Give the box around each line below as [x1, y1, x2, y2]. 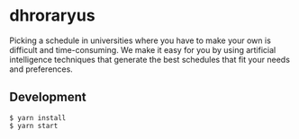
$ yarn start [9, 121, 59, 130]
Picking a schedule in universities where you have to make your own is [9, 35, 272, 46]
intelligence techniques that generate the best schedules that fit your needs [9, 54, 291, 65]
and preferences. [9, 64, 74, 74]
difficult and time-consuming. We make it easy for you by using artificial [9, 44, 276, 55]
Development [9, 90, 87, 105]
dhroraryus [9, 5, 96, 26]
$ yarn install [9, 113, 67, 122]
